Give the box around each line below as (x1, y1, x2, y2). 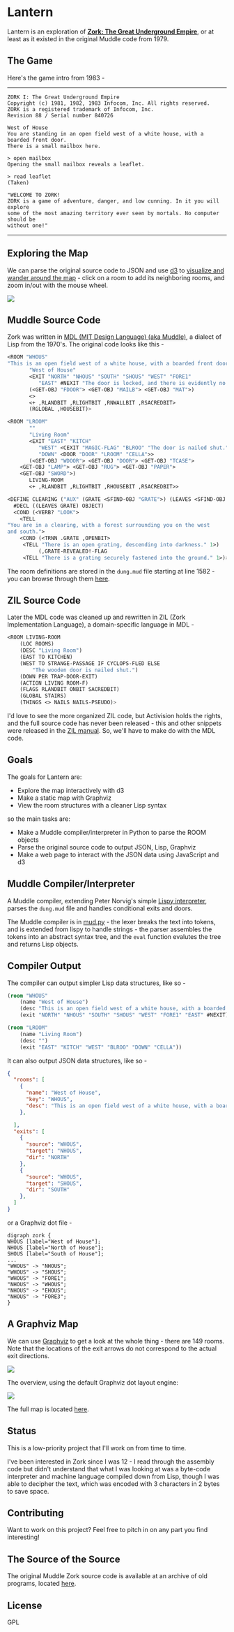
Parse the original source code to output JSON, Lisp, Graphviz (17, 843, 196, 851)
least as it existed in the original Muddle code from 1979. (7, 34, 169, 43)
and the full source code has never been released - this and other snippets (7, 719, 221, 727)
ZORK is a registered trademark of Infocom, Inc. (7, 105, 155, 112)
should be (7, 216, 36, 223)
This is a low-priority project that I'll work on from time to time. (7, 1443, 187, 1452)
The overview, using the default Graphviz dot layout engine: (7, 1378, 179, 1387)
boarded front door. (7, 136, 68, 143)
